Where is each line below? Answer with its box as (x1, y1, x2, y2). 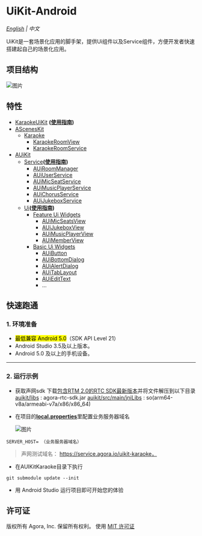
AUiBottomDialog (41, 255, 85, 263)
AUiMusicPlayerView (41, 230, 94, 237)
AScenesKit (14, 125, 44, 132)
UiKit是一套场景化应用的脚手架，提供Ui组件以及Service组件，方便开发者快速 (6, 37, 195, 45)
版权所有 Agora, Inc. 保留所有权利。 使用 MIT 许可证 (6, 523, 135, 530)
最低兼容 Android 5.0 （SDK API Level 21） (14, 335, 119, 342)
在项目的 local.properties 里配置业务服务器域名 (14, 412, 130, 420)
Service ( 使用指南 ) (23, 158, 69, 165)
